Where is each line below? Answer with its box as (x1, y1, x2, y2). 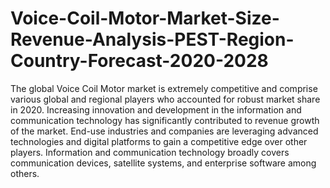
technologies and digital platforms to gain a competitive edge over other (10, 135, 308, 147)
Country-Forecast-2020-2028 (10, 50, 269, 72)
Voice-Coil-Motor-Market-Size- (10, 7, 280, 30)
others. (10, 167, 40, 179)
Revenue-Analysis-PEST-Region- (10, 28, 295, 51)
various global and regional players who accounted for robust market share (10, 93, 321, 105)
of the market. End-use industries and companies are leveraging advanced (10, 125, 319, 137)
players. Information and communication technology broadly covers (10, 146, 290, 158)
